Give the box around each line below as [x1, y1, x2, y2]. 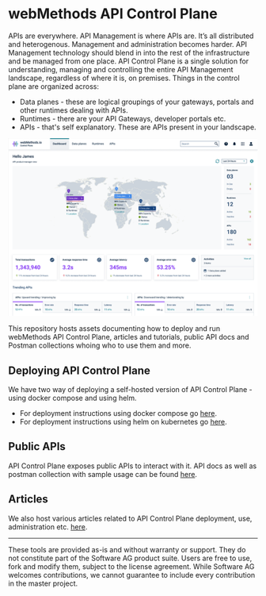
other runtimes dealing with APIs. [19, 105, 128, 115]
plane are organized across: [8, 81, 100, 91]
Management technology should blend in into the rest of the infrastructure [8, 48, 250, 57]
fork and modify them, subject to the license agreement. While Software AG [8, 561, 255, 571]
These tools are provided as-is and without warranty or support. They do [8, 544, 246, 554]
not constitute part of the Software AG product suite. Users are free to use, [8, 553, 253, 563]
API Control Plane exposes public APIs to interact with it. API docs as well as [8, 461, 257, 471]
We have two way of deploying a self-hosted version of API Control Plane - [8, 385, 253, 394]
